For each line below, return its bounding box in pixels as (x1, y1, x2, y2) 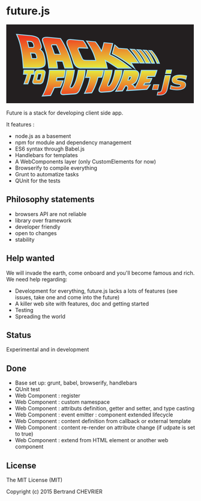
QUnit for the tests (14, 177, 61, 184)
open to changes (14, 229, 57, 236)
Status (6, 330, 32, 340)
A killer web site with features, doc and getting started (14, 300, 149, 307)
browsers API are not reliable (14, 210, 87, 217)
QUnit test (14, 386, 40, 393)
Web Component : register (14, 392, 81, 400)
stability (14, 236, 35, 243)
